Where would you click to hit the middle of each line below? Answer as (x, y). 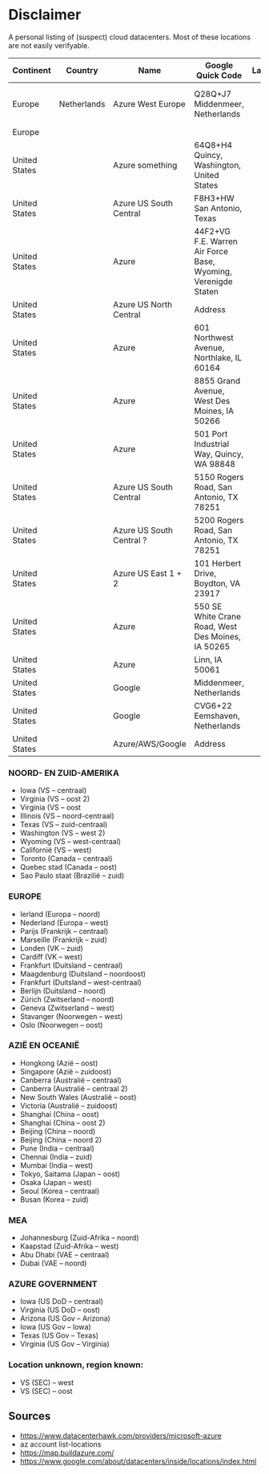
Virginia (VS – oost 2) (55, 799)
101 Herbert (218, 563)
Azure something (145, 164)
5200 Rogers (219, 520)
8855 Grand (217, 380)
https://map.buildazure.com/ (67, 1452)
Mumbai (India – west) (56, 1165)
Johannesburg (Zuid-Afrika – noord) (79, 1238)
